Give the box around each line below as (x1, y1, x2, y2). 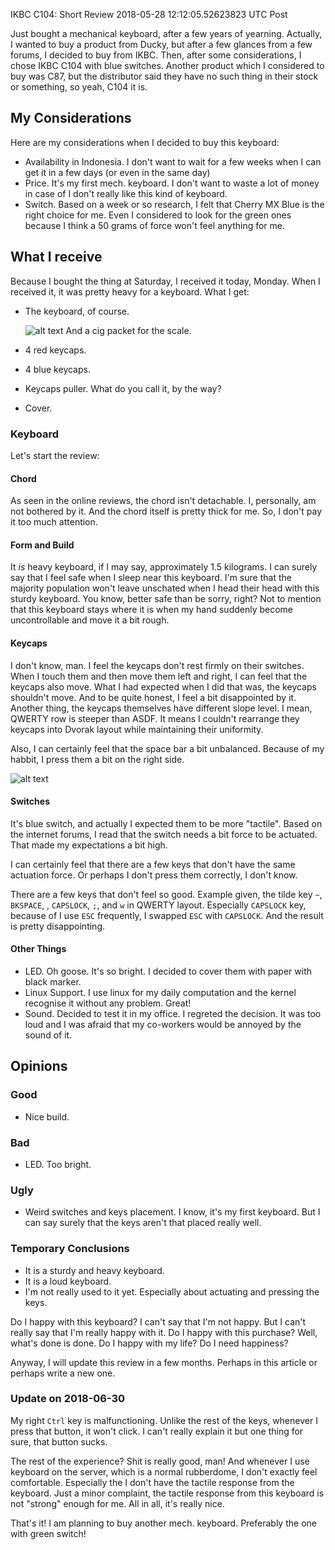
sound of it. (24, 1029, 73, 1041)
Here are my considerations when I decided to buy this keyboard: (10, 136, 280, 148)
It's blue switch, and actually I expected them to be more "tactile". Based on (10, 817, 323, 829)
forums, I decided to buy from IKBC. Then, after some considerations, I (10, 49, 302, 61)
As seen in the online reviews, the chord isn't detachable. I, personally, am (10, 495, 317, 507)
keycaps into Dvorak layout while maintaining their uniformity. (10, 723, 264, 735)
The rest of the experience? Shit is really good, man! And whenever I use (10, 1455, 310, 1467)
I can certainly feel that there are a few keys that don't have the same (10, 858, 296, 870)
